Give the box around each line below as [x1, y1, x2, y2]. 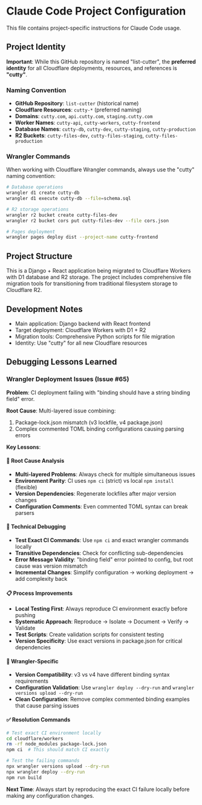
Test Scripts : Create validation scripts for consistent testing [15, 631, 165, 638]
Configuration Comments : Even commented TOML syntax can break [15, 503, 189, 510]
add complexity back [15, 575, 68, 583]
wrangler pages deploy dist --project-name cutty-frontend [6, 234, 158, 240]
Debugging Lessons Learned [6, 357, 117, 367]
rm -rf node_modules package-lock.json [6, 741, 107, 747]
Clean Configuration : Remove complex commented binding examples [15, 695, 190, 703]
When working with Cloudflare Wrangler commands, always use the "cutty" [6, 166, 195, 173]
